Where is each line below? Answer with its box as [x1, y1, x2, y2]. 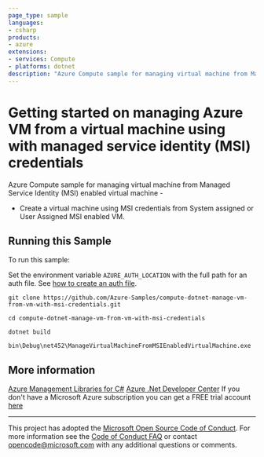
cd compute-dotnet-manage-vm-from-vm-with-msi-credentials [8, 315, 206, 323]
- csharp [8, 26, 37, 34]
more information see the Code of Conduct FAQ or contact [8, 432, 198, 441]
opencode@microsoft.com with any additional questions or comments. [8, 441, 237, 450]
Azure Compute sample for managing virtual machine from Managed [8, 180, 230, 189]
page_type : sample [8, 11, 68, 20]
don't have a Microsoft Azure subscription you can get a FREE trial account [8, 393, 251, 402]
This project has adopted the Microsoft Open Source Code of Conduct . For [8, 423, 251, 433]
